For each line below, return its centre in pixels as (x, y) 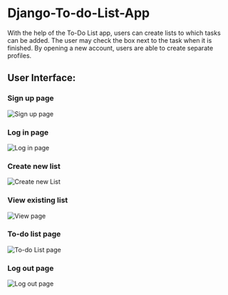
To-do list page (34, 234)
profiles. (20, 56)
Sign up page (31, 98)
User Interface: (42, 78)
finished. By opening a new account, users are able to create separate (110, 48)
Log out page (31, 268)
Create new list (34, 166)
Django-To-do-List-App (79, 13)
